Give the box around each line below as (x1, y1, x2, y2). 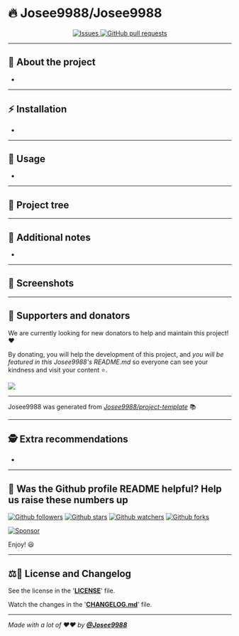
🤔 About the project (8, 56, 96, 68)
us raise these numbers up (8, 494, 128, 506)
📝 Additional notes (8, 231, 91, 243)
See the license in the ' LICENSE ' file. (8, 586, 116, 595)
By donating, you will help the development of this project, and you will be (8, 350, 224, 358)
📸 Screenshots (8, 277, 74, 289)
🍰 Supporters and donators (8, 310, 130, 322)
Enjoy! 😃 (8, 540, 35, 549)
